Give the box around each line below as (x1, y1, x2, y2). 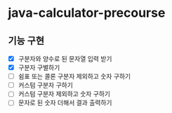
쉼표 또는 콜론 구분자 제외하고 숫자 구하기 (18, 72, 131, 81)
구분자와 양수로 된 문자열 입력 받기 (18, 55, 112, 62)
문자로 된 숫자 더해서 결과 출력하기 (18, 98, 112, 107)
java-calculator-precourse (8, 5, 166, 21)
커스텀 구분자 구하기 (18, 81, 73, 89)
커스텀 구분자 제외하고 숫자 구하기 (18, 90, 111, 98)
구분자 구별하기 (18, 63, 60, 72)
